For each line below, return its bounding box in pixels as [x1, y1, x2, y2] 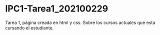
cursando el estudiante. [5, 24, 54, 30]
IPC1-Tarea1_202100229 [5, 3, 108, 14]
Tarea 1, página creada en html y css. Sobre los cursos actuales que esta [5, 19, 155, 25]
